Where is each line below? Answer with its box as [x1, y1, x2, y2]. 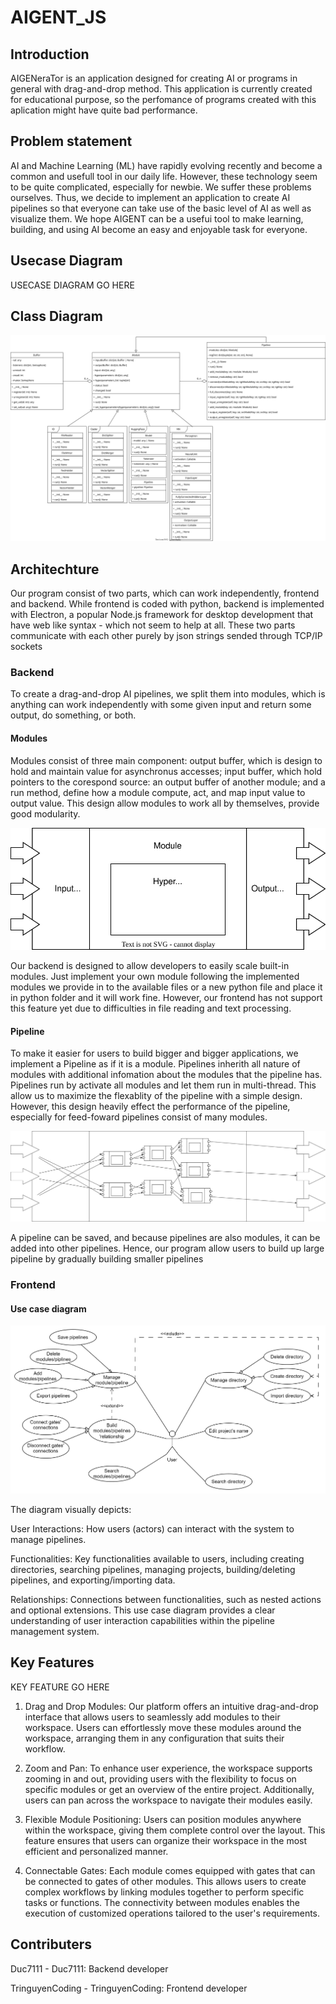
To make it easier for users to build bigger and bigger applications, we [10, 1047, 299, 1060]
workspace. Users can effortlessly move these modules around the [24, 1721, 302, 1733]
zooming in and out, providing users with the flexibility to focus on [24, 1772, 297, 1785]
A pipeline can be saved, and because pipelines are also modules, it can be [10, 1232, 321, 1244]
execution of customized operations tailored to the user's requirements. [24, 1907, 321, 1919]
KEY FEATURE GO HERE [10, 1681, 110, 1693]
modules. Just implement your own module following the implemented [10, 970, 300, 982]
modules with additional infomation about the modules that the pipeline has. [10, 1069, 323, 1081]
